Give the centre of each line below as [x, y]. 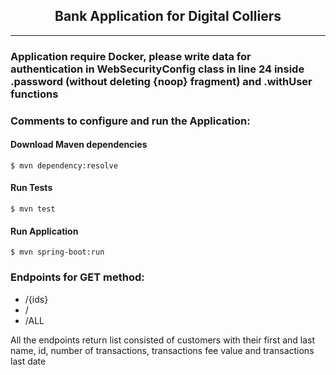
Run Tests [31, 188]
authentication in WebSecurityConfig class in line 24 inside [157, 69]
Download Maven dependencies [79, 145]
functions [34, 94]
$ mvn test [33, 209]
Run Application [44, 231]
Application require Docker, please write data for [131, 56]
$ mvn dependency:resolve [64, 165]
